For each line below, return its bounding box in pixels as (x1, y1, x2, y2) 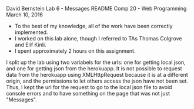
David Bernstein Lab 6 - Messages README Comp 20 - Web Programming (6, 5, 187, 12)
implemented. (14, 29, 48, 36)
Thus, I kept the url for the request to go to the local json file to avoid (6, 84, 172, 90)
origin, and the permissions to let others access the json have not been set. (6, 77, 189, 84)
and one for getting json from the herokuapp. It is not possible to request (6, 65, 182, 72)
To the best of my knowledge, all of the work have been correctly (14, 23, 173, 29)
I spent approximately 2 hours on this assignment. (14, 47, 136, 54)
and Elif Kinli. (14, 41, 46, 48)
